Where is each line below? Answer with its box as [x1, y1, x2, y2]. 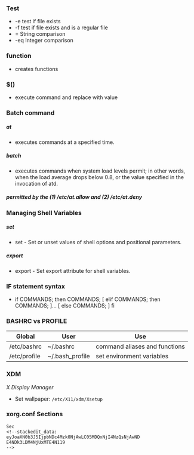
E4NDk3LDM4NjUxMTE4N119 [6, 439, 66, 445]
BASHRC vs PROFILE [6, 316, 67, 325]
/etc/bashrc [9, 342, 42, 351]
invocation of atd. [14, 180, 58, 187]
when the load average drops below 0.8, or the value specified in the [14, 173, 184, 180]
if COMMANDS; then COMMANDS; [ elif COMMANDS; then [14, 296, 161, 303]
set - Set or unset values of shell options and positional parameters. [14, 238, 182, 245]
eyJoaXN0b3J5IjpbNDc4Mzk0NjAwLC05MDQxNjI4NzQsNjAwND [6, 434, 140, 440]
